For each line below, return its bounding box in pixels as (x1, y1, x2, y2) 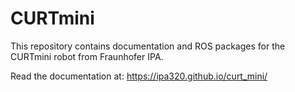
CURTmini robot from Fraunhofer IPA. (10, 50, 164, 62)
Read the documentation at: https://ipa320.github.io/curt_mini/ (10, 70, 268, 82)
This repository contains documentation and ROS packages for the (10, 40, 286, 52)
